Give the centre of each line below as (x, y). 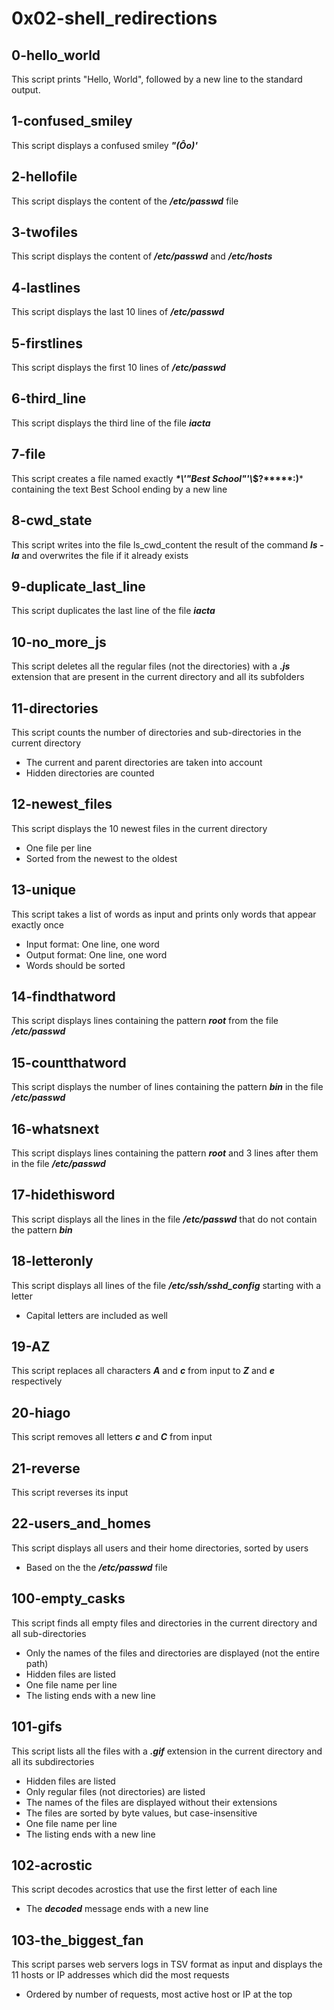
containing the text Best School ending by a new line (119, 489)
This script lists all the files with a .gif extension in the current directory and (167, 1751)
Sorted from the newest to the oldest (101, 858)
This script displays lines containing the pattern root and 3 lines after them (165, 1153)
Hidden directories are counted (90, 773)
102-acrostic (52, 1865)
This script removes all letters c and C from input (112, 1437)
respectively (37, 1381)
